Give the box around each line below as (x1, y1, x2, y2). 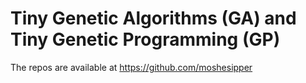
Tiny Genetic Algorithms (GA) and (10, 7, 297, 30)
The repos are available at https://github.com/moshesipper (10, 61, 253, 73)
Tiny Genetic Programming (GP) (10, 28, 281, 51)
